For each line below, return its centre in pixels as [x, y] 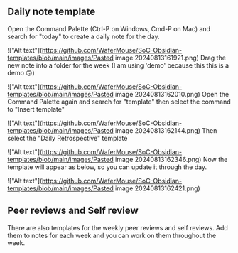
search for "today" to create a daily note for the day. [83, 36]
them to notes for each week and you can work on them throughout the [112, 235]
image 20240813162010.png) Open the [172, 94]
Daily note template [52, 12]
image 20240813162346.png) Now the [171, 159]
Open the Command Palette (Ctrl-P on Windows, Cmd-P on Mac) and [109, 28]
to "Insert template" [36, 109]
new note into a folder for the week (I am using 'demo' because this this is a [118, 65]
